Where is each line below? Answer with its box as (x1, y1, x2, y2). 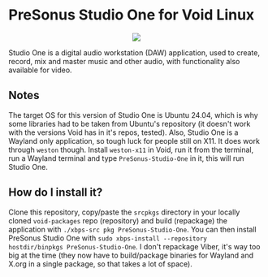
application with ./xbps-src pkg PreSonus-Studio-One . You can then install (8, 224, 257, 234)
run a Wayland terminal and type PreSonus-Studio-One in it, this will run (8, 153, 244, 163)
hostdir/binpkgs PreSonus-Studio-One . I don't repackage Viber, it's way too (8, 241, 261, 251)
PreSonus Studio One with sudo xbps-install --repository (8, 233, 208, 243)
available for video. (8, 65, 72, 75)
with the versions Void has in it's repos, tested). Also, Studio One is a (8, 128, 239, 137)
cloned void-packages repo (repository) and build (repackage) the (8, 215, 228, 225)
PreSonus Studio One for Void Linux (8, 6, 255, 24)
